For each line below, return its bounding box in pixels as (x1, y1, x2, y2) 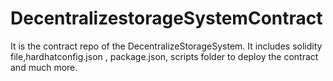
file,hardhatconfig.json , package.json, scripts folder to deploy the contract (10, 50, 319, 62)
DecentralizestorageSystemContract (10, 7, 323, 30)
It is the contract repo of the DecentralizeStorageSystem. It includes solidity (10, 40, 323, 52)
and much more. (10, 61, 78, 73)
